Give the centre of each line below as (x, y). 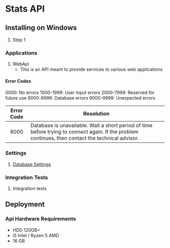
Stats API (25, 9)
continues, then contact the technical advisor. (84, 138)
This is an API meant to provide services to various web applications (91, 70)
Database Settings (32, 164)
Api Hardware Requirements (41, 219)
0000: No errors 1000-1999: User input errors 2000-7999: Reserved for (80, 92)
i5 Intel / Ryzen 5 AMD (36, 235)
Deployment (25, 205)
